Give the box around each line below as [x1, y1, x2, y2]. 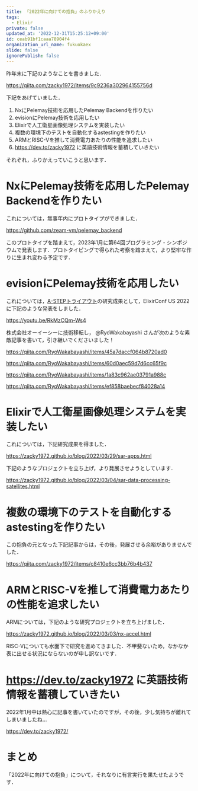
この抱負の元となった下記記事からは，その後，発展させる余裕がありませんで [6, 541, 192, 548]
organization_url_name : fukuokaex [6, 42, 92, 48]
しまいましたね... [6, 716, 47, 723]
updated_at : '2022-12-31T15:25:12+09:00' [6, 31, 110, 37]
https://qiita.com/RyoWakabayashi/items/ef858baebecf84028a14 [6, 382, 165, 390]
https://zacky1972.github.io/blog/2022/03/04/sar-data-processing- [6, 477, 171, 484]
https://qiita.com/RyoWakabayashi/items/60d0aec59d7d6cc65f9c [6, 359, 167, 366]
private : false [6, 25, 44, 31]
